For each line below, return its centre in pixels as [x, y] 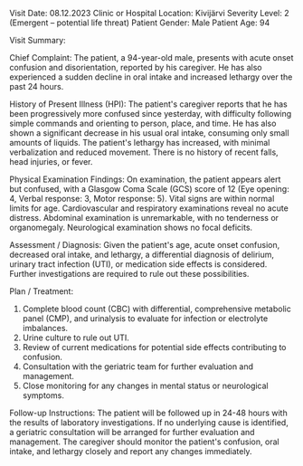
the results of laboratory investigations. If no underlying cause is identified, [149, 423]
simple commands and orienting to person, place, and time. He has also [143, 123]
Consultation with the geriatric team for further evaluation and [138, 366]
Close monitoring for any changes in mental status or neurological [145, 385]
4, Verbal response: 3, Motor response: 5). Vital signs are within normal [142, 199]
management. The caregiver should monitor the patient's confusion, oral [144, 442]
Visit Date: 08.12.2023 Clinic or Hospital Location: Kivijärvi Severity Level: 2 [149, 13]
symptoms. [43, 395]
